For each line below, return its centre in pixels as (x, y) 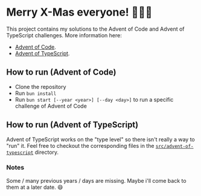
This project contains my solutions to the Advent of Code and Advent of (96, 29)
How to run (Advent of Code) (61, 72)
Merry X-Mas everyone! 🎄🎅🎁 (79, 12)
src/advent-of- (175, 146)
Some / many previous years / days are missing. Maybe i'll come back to (96, 180)
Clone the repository (40, 87)
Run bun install (36, 93)
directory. (47, 152)
